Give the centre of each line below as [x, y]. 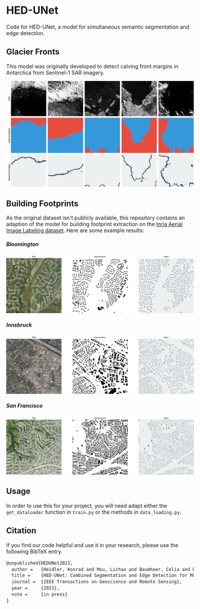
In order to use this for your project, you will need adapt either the [87, 505]
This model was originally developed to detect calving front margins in [92, 66]
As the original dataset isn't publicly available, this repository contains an [96, 218]
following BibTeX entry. [34, 551]
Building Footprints [42, 203]
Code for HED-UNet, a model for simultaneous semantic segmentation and [98, 27]
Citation [21, 531]
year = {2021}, [36, 588]
